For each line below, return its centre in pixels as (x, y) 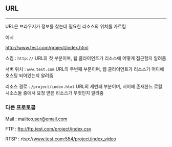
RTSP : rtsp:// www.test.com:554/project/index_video (61, 139)
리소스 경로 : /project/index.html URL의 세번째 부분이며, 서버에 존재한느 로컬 (84, 86)
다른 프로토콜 (20, 107)
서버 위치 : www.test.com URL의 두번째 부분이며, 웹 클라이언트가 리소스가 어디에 (85, 69)
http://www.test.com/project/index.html (47, 47)
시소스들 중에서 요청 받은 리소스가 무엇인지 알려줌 (55, 93)
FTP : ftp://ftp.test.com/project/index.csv (48, 129)
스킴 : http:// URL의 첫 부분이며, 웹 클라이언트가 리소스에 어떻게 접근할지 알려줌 (86, 58)
